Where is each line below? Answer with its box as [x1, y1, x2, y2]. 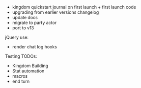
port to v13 [12, 25, 34, 31]
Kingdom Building [12, 63, 48, 68]
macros [12, 73, 28, 79]
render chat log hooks [12, 44, 57, 49]
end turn [12, 78, 30, 84]
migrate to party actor [12, 20, 57, 25]
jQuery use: [5, 34, 28, 40]
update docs [12, 15, 38, 20]
